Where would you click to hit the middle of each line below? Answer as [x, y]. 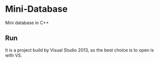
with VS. [14, 55]
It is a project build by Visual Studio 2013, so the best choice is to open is [79, 50]
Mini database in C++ [27, 23]
